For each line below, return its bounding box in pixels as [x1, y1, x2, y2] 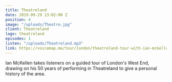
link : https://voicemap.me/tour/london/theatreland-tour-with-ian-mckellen [5, 46, 170, 51]
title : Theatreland [5, 7, 47, 13]
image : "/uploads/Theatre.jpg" [5, 22, 72, 27]
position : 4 [5, 17, 31, 22]
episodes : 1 [5, 36, 31, 42]
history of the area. [5, 70, 46, 77]
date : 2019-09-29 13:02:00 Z [5, 12, 68, 17]
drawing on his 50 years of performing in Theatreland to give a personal [5, 65, 157, 71]
